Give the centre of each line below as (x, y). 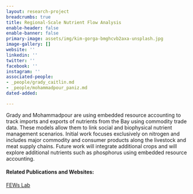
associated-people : (30, 77)
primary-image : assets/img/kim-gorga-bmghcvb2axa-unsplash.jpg (85, 39)
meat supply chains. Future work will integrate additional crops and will (92, 146)
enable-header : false (32, 28)
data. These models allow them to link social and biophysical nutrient (89, 127)
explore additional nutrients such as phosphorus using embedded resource (96, 152)
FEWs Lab (18, 185)
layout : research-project (37, 11)
